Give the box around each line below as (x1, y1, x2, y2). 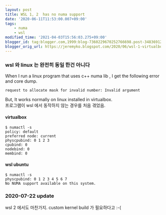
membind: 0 (5, 151, 28, 156)
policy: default (5, 129, 39, 134)
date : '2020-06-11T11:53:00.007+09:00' (5, 16, 87, 21)
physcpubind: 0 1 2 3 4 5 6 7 (5, 177, 68, 182)
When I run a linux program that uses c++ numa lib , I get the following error (5, 73, 160, 79)
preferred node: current (5, 134, 56, 139)
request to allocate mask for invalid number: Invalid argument (5, 88, 140, 93)
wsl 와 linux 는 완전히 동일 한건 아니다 (5, 61, 90, 68)
